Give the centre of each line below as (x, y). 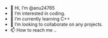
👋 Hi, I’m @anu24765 (32, 8)
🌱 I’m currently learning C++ (40, 19)
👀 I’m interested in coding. (38, 13)
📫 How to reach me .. (33, 30)
